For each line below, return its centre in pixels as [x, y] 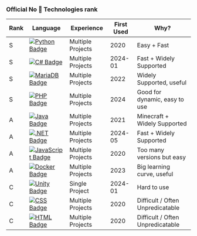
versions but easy [162, 158]
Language [46, 28]
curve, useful [155, 174]
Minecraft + [153, 117]
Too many [151, 150]
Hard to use [153, 187]
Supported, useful [162, 83]
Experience [87, 28]
